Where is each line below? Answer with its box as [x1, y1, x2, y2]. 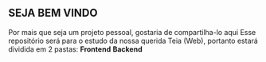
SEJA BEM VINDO [8, 6, 98, 20]
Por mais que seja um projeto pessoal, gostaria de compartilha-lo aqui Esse [8, 27, 256, 37]
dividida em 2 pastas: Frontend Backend [8, 44, 143, 54]
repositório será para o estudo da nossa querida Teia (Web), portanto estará [8, 36, 259, 45]
